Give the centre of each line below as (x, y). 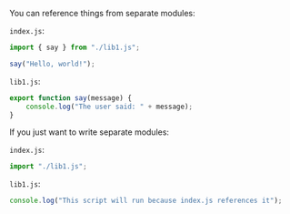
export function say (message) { (70, 98)
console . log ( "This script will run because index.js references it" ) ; (146, 201)
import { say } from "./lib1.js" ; (75, 47)
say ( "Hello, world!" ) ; (52, 64)
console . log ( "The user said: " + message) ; (110, 107)
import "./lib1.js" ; (49, 167)
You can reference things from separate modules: (102, 13)
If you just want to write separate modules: (90, 132)
